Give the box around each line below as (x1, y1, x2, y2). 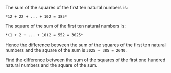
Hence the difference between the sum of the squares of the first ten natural (5, 42, 166, 48)
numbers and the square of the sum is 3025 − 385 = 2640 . (5, 47, 127, 53)
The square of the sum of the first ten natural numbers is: (5, 23, 126, 29)
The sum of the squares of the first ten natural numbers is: (5, 5, 128, 10)
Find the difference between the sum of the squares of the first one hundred (5, 57, 166, 63)
